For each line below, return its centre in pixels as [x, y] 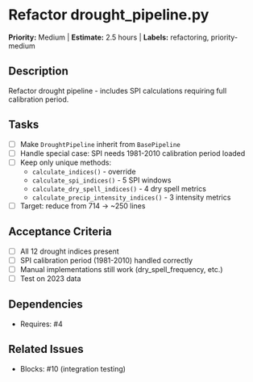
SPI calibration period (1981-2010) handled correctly [106, 260]
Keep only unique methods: [65, 162]
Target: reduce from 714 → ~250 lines [83, 206]
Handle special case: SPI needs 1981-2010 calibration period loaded [133, 153]
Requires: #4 [41, 324]
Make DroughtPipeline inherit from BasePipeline [100, 144]
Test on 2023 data [50, 278]
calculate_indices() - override [84, 171]
